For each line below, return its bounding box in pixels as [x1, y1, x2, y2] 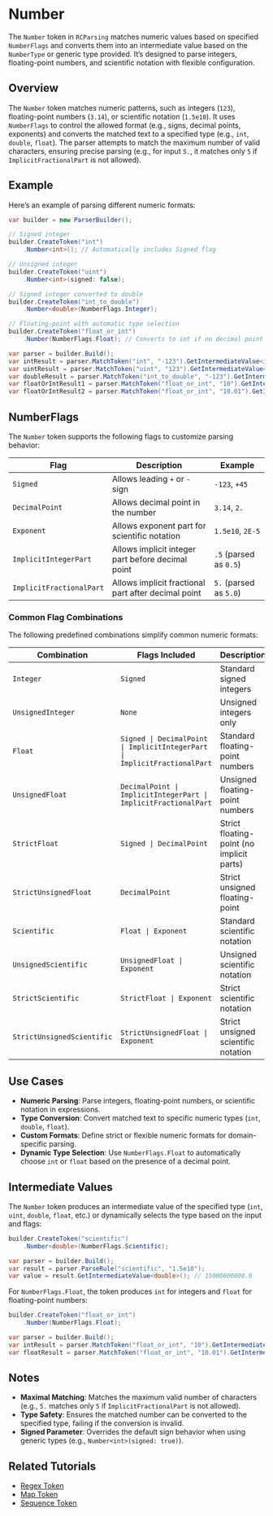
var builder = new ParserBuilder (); [8, 216, 132, 224]
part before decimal [112, 554, 188, 565]
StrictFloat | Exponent [120, 994, 213, 1003]
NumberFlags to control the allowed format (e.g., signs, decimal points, [8, 120, 241, 130]
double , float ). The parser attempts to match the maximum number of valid [8, 138, 261, 147]
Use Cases [8, 1074, 64, 1088]
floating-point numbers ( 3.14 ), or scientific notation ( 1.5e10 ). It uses [8, 111, 236, 121]
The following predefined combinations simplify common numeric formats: [8, 630, 258, 640]
